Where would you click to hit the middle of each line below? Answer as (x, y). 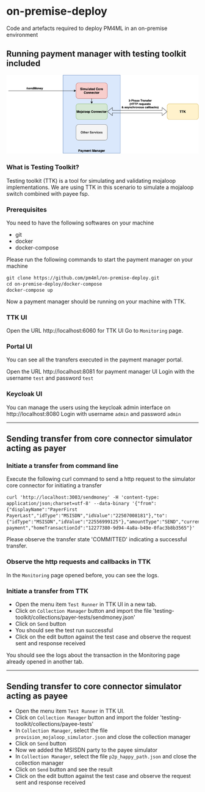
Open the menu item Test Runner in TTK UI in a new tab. (86, 604)
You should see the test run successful (64, 631)
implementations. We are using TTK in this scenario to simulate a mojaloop (100, 187)
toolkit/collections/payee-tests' (54, 724)
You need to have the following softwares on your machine (80, 223)
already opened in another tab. (45, 662)
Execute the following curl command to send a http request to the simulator (101, 479)
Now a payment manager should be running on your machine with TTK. (96, 302)
